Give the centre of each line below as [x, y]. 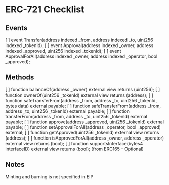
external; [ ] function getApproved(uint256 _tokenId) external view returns [82, 132]
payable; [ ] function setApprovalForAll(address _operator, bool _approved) [83, 127]
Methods [20, 78]
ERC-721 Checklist [45, 9]
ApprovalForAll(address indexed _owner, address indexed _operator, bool [81, 56]
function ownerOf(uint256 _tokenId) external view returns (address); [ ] [79, 95]
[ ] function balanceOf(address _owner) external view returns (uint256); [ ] [83, 89]
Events [16, 28]
